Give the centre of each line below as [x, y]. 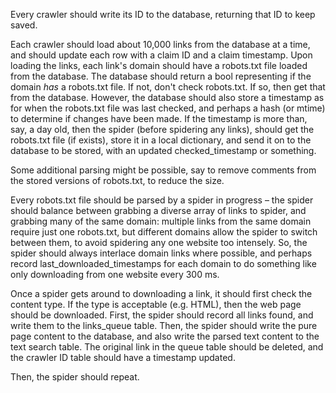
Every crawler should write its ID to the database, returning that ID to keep [163, 14]
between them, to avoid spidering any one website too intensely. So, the [159, 242]
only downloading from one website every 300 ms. [115, 274]
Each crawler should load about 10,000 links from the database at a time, [160, 44]
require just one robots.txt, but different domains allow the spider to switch [164, 232]
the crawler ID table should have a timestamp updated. [123, 357]
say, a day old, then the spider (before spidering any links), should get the [162, 129]
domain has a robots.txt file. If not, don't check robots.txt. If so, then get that [168, 87]
